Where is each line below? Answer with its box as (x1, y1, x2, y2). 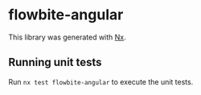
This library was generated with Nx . (8, 32, 126, 42)
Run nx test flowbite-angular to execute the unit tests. (8, 76, 194, 86)
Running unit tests (8, 56, 102, 69)
